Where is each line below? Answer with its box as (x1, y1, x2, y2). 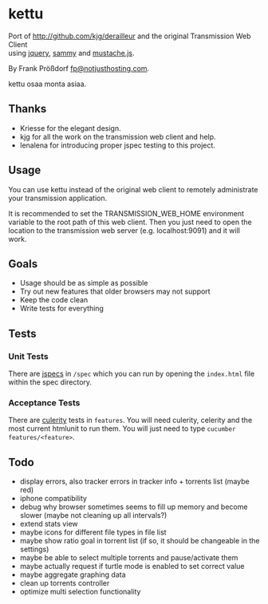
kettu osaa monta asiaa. (8, 79, 87, 89)
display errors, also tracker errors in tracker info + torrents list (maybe (19, 476, 250, 487)
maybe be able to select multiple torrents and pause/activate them (19, 553, 238, 563)
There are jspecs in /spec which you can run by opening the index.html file (8, 369, 255, 379)
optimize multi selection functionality (19, 587, 141, 597)
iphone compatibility (19, 494, 88, 503)
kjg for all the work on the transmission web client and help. (19, 132, 217, 141)
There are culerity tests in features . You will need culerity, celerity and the (8, 416, 253, 425)
